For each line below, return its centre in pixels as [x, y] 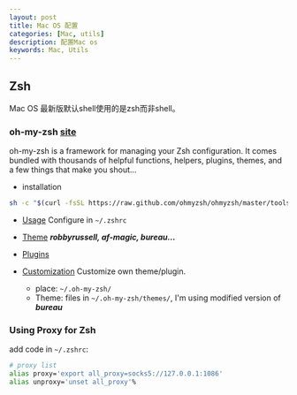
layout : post [33, 17]
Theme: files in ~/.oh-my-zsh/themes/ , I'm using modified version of [158, 298]
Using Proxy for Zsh [53, 330]
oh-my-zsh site [43, 132]
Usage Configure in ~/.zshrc [74, 220]
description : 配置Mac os [53, 42]
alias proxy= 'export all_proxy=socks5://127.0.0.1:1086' [116, 374]
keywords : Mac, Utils [49, 50]
